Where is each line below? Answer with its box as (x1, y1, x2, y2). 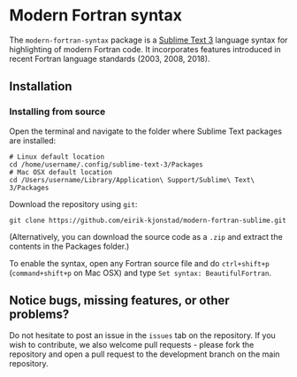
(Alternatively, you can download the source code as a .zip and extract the (9, 231, 283, 242)
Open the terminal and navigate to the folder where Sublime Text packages (9, 126, 283, 136)
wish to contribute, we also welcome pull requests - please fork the (9, 340, 255, 350)
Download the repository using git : (9, 198, 138, 209)
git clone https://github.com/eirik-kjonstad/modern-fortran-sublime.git (9, 216, 287, 225)
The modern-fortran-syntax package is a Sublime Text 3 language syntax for (9, 35, 288, 45)
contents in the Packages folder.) (9, 241, 130, 251)
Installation (9, 79, 72, 94)
